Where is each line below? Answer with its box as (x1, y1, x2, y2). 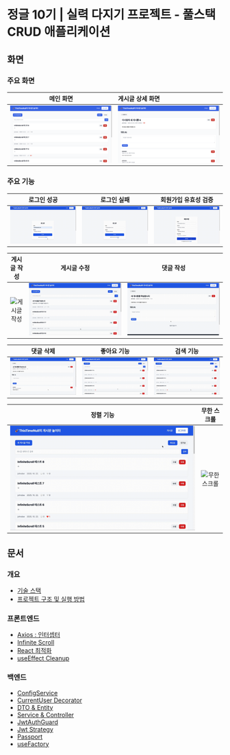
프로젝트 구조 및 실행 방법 (16, 595, 86, 603)
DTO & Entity (16, 703, 53, 711)
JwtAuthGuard (16, 718, 58, 726)
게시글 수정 (60, 264, 90, 272)
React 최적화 (16, 647, 52, 655)
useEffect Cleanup (16, 654, 70, 662)
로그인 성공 (28, 195, 58, 204)
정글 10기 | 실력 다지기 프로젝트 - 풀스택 (7, 7, 216, 23)
